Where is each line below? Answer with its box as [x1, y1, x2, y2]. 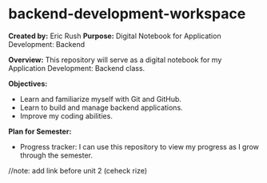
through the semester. [19, 150, 94, 160]
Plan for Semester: [8, 127, 72, 136]
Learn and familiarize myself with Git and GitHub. [19, 94, 182, 103]
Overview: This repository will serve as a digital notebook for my [8, 55, 222, 64]
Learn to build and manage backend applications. [19, 103, 183, 112]
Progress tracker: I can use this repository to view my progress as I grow [19, 142, 260, 151]
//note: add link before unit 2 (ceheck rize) [8, 165, 148, 175]
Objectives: [8, 79, 48, 88]
